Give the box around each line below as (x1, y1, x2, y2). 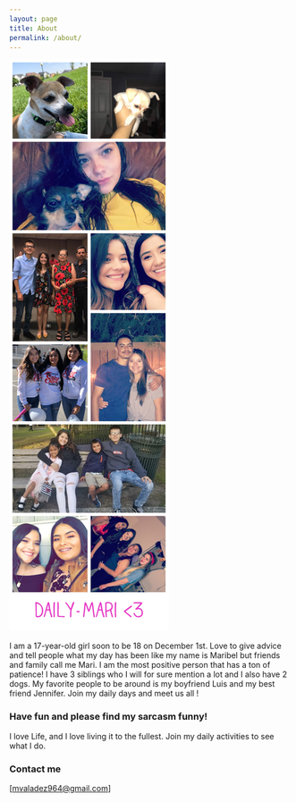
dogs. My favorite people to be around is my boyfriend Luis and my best (9, 679, 275, 689)
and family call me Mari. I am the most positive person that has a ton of (9, 660, 271, 671)
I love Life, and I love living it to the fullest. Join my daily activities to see (9, 730, 275, 741)
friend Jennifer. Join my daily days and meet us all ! (9, 688, 199, 699)
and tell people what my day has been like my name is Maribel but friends (9, 650, 281, 661)
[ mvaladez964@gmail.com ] (9, 782, 112, 793)
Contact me (9, 763, 62, 775)
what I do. (9, 740, 47, 751)
